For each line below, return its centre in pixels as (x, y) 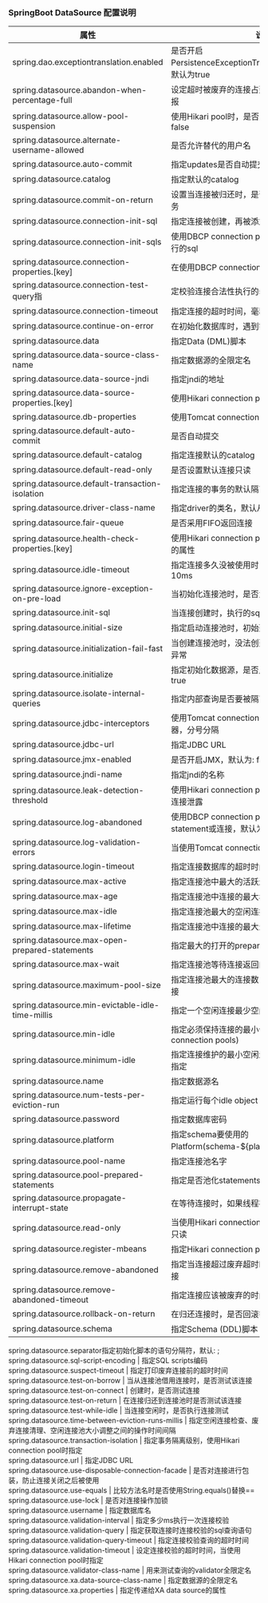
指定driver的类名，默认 (214, 508)
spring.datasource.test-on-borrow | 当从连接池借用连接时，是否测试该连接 (130, 1381)
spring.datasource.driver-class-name (84, 507)
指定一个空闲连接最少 (211, 1011)
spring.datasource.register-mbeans (80, 1249)
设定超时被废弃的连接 (211, 89)
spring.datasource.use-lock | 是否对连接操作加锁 (89, 1501)
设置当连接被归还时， (211, 195)
